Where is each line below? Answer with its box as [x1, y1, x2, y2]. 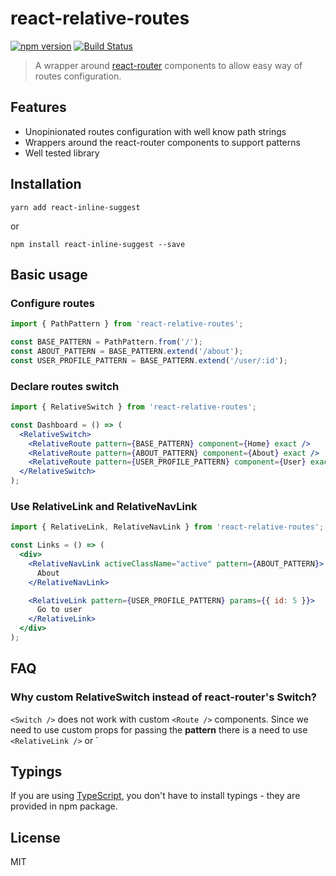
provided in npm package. [10, 800, 118, 812]
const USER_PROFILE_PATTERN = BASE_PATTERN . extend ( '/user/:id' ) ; [10, 355, 288, 366]
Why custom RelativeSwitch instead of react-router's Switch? [10, 690, 318, 704]
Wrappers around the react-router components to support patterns [24, 136, 301, 148]
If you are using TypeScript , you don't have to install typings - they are [10, 790, 301, 802]
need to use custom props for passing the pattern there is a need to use [10, 723, 308, 736]
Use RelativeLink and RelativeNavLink [10, 499, 198, 513]
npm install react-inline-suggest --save [10, 239, 186, 249]
